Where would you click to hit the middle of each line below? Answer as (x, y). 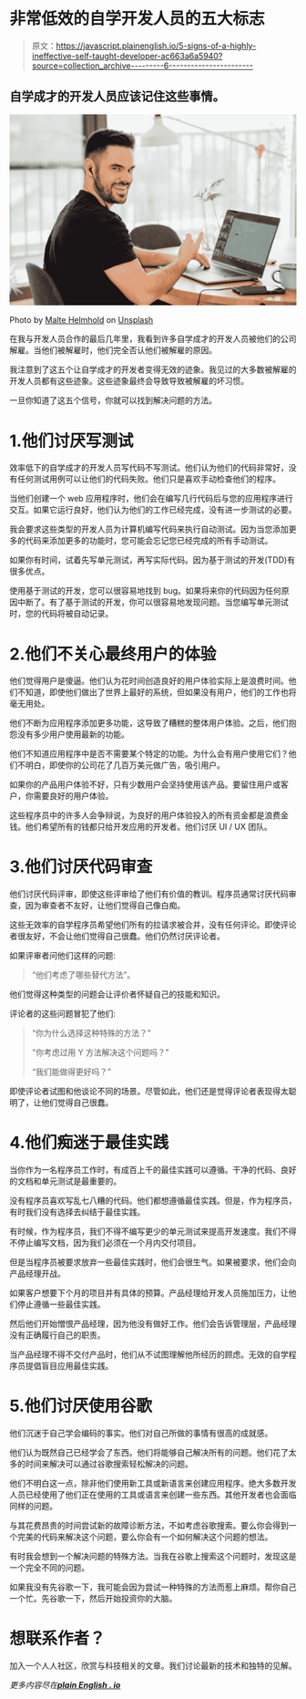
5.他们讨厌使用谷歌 (81, 1406)
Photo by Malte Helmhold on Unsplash (82, 320)
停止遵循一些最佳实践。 (61, 1304)
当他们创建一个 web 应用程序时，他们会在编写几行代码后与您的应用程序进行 (151, 499)
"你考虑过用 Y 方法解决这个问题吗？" (101, 1052)
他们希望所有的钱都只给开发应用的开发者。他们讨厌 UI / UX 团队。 (148, 827)
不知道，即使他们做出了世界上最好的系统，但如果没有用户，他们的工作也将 (157, 692)
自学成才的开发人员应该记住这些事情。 (117, 97)
